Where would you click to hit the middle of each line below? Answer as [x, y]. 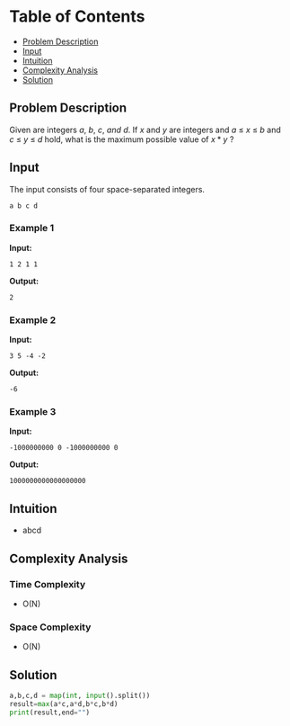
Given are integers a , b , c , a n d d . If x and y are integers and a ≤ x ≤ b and [145, 130]
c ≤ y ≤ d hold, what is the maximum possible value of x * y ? [122, 139]
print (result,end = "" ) [50, 713]
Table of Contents [77, 17]
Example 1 [32, 229]
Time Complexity [48, 584]
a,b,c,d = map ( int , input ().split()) [80, 696]
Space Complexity [50, 627]
